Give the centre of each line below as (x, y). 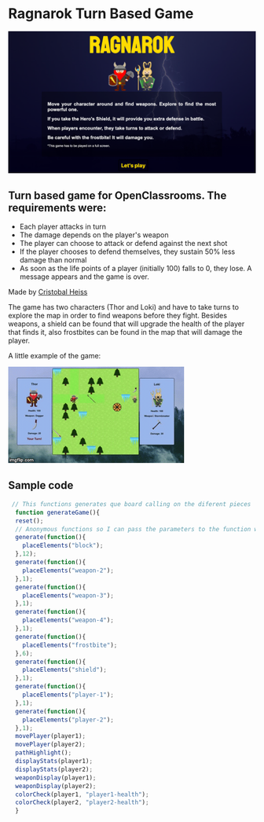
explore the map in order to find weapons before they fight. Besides (118, 316)
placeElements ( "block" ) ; (63, 546)
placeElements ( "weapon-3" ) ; (68, 595)
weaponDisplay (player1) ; (56, 778)
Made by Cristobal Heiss (48, 292)
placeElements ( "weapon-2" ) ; (68, 571)
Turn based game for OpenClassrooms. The (117, 195)
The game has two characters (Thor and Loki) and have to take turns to (124, 307)
